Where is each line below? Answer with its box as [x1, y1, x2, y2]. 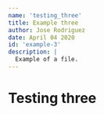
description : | [8, 48, 58, 56]
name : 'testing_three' [8, 11, 82, 20]
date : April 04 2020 [8, 33, 76, 42]
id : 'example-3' [8, 41, 61, 49]
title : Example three [8, 19, 79, 27]
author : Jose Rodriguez [8, 26, 86, 34]
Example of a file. [15, 56, 79, 64]
